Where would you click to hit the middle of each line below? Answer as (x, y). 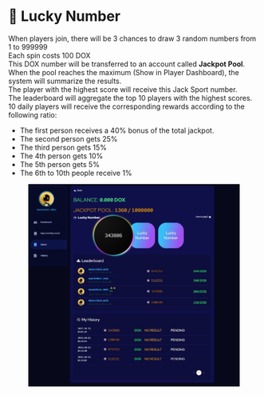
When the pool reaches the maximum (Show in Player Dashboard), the (124, 72)
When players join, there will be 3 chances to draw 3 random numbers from (132, 38)
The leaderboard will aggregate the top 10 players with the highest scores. (130, 98)
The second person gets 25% (69, 138)
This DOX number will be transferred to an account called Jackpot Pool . (127, 64)
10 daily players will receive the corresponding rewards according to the (127, 106)
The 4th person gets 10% (61, 156)
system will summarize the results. (65, 81)
